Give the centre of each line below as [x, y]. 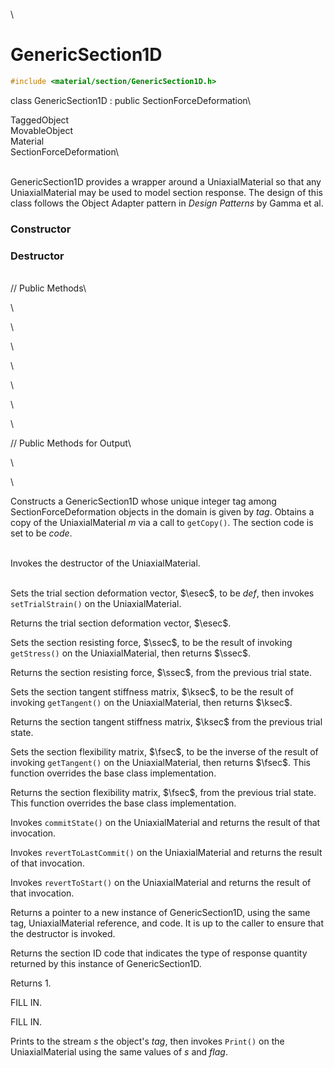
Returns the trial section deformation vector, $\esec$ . [121, 623]
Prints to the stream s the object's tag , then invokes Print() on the [147, 1041]
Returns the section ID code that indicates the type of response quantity [159, 953]
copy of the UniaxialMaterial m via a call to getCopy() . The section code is [162, 523]
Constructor [41, 229]
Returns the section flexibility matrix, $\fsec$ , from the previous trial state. [163, 793]
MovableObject [41, 130]
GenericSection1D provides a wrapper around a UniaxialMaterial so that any [166, 181]
